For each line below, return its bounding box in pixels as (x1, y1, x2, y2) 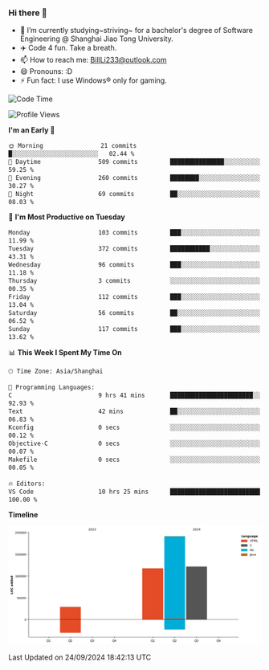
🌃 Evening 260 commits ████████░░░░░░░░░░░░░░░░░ (8, 174, 261, 182)
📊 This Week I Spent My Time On (8, 348, 122, 357)
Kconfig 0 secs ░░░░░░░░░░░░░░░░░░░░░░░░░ (8, 423, 261, 432)
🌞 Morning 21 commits (8, 142, 137, 150)
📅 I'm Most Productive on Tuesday (8, 212, 126, 222)
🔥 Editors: (8, 480, 46, 488)
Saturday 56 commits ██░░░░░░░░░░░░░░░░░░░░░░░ (8, 309, 261, 317)
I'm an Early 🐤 (8, 125, 55, 135)
